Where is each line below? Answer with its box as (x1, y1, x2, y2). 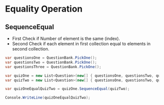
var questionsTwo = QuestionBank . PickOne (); (5, 60, 97, 65)
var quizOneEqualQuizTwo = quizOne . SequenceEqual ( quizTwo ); (5, 87, 130, 91)
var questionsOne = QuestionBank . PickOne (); (5, 55, 97, 60)
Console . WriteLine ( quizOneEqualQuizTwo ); (5, 95, 91, 100)
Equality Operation (5, 3, 83, 15)
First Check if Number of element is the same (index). (12, 35, 121, 41)
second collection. (12, 46, 50, 52)
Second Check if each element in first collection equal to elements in (12, 41, 151, 47)
